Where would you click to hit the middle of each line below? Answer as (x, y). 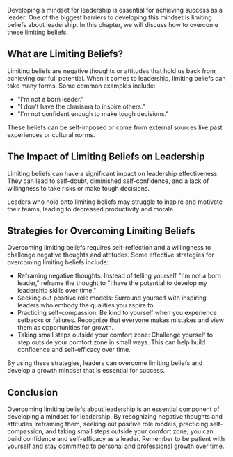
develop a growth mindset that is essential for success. (86, 371)
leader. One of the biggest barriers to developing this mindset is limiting (110, 17)
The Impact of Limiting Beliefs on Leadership (106, 157)
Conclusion (33, 392)
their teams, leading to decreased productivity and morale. (91, 209)
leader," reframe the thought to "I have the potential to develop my (112, 283)
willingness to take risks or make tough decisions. (79, 188)
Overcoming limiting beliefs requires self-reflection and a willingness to (109, 248)
